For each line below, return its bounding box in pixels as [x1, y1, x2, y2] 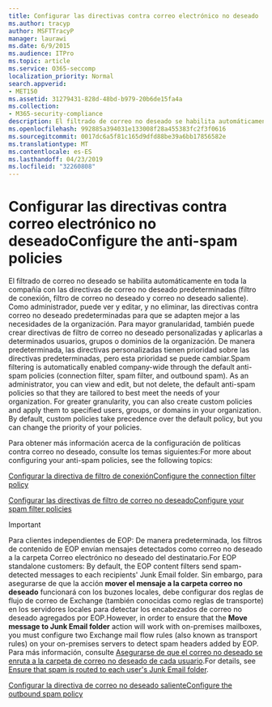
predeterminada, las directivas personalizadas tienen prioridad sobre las [8, 345, 249, 355]
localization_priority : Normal [8, 72, 114, 80]
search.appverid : [8, 79, 67, 88]
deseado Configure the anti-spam [8, 232, 238, 251]
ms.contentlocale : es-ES [8, 148, 92, 156]
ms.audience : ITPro [8, 49, 74, 58]
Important [8, 520, 41, 529]
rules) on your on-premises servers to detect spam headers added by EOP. [8, 639, 259, 649]
